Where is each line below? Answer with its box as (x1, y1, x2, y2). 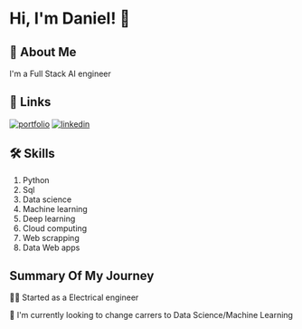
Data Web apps (22, 242, 80, 253)
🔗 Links (9, 94, 52, 110)
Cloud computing (22, 222, 88, 234)
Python (22, 174, 50, 185)
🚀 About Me (9, 44, 77, 60)
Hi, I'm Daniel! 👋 (9, 8, 131, 29)
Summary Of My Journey (9, 268, 155, 284)
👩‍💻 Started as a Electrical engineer (9, 292, 139, 303)
